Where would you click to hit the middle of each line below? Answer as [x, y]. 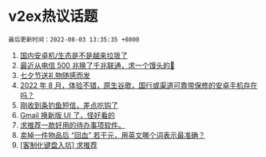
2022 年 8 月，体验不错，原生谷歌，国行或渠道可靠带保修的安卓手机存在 [139, 85]
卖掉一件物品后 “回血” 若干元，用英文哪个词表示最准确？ [113, 135]
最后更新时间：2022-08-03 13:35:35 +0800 [74, 39]
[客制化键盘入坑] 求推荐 [58, 145]
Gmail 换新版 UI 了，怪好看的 [67, 115]
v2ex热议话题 [53, 16]
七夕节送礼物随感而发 [55, 75]
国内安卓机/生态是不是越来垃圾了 [73, 55]
